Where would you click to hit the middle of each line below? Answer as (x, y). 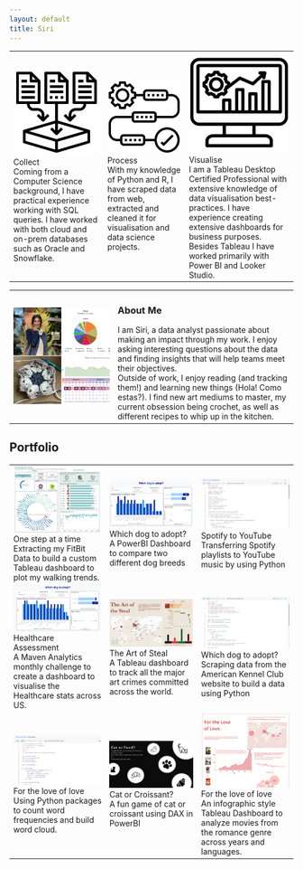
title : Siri (32, 28)
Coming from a (41, 171)
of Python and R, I (140, 180)
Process (122, 161)
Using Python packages (57, 801)
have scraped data (142, 189)
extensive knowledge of (233, 188)
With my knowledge (144, 170)
